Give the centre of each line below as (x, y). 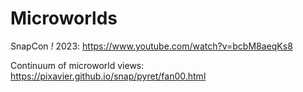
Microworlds (64, 18)
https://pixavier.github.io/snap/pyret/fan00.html (108, 76)
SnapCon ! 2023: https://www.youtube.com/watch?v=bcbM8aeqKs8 (151, 46)
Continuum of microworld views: (77, 65)
